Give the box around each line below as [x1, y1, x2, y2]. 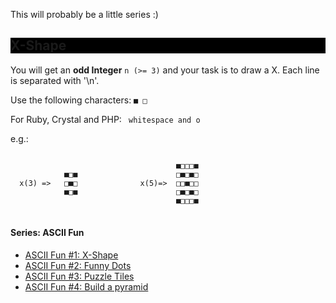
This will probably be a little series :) [10, 9, 159, 20]
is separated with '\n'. [10, 74, 100, 86]
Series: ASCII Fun [10, 227, 85, 239]
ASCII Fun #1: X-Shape [24, 249, 119, 261]
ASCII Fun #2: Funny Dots [24, 260, 132, 272]
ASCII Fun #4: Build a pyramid [24, 281, 149, 293]
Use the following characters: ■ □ [10, 94, 148, 106]
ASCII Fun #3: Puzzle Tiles [24, 270, 135, 283]
